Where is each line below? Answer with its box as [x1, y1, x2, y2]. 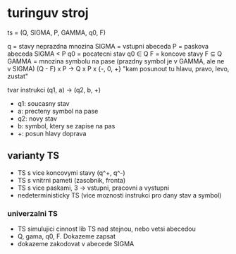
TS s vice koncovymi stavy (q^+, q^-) [17, 168, 125, 177]
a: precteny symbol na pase [17, 107, 99, 115]
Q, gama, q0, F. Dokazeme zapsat [17, 232, 116, 241]
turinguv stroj [7, 5, 89, 21]
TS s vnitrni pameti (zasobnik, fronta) [17, 176, 126, 184]
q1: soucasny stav [17, 99, 70, 107]
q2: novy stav [17, 114, 58, 123]
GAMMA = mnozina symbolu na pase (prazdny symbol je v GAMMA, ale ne [7, 56, 225, 65]
